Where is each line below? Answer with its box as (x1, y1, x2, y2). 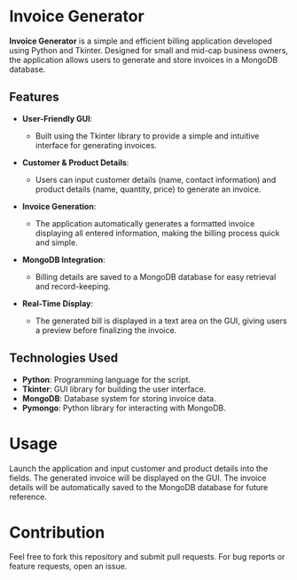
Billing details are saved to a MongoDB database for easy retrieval (35, 271, 277, 282)
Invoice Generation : (21, 201, 97, 211)
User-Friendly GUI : (21, 113, 93, 123)
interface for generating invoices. (35, 139, 158, 150)
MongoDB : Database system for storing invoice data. (21, 393, 217, 403)
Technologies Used (9, 351, 118, 366)
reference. (9, 491, 47, 502)
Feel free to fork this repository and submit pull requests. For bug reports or (9, 552, 285, 562)
